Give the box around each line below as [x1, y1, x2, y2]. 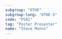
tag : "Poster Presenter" [5, 21, 57, 27]
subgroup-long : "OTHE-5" [5, 12, 57, 17]
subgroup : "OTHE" [5, 7, 42, 13]
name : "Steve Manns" [5, 26, 49, 31]
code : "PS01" [5, 17, 33, 22]
